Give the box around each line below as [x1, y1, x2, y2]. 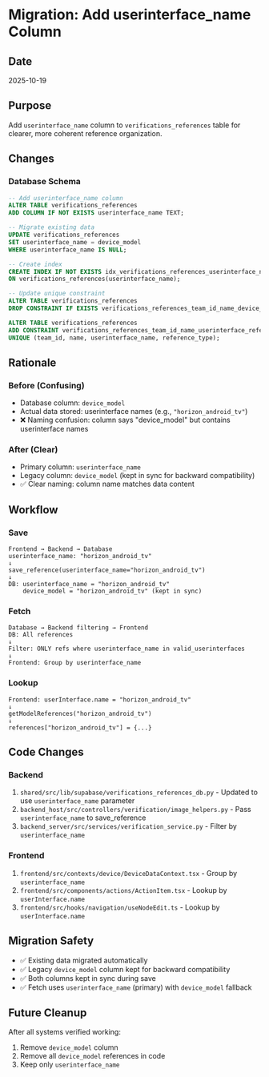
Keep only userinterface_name [19, 1059, 120, 1070]
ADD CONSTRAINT [8, 326, 59, 334]
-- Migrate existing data [8, 223, 94, 231]
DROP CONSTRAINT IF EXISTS [8, 304, 98, 312]
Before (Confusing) [8, 380, 86, 391]
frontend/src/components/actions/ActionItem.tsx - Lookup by [19, 885, 227, 894]
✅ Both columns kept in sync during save [19, 973, 156, 983]
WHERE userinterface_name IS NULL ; [8, 246, 127, 254]
